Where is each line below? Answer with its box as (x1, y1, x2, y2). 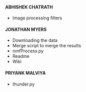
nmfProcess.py (12, 48, 44, 54)
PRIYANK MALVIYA (5, 70, 46, 76)
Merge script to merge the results (12, 43, 81, 49)
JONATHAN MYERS (5, 26, 47, 32)
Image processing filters (12, 15, 62, 21)
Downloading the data (12, 37, 58, 43)
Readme (12, 53, 30, 59)
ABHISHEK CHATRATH (5, 4, 53, 10)
